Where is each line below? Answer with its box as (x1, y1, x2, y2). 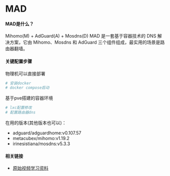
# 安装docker (5, 81, 31, 86)
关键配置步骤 (5, 58, 32, 64)
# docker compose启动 (5, 85, 50, 90)
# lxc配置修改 (5, 105, 32, 111)
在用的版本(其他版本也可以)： (5, 120, 67, 126)
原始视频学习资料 (12, 165, 49, 171)
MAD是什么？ (5, 21, 34, 27)
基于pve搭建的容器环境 (5, 95, 53, 101)
